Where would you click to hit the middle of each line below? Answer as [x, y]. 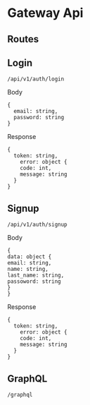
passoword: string [34, 282]
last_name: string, [36, 276]
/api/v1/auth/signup [38, 225]
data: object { [30, 257]
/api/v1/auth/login [36, 79]
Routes [23, 39]
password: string [39, 118]
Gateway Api [45, 13]
